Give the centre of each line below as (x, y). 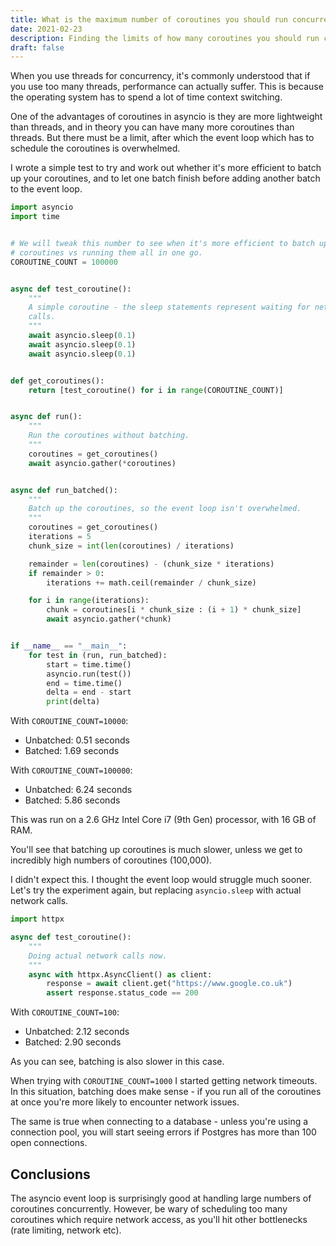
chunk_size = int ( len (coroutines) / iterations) (131, 546)
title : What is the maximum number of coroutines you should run (149, 19)
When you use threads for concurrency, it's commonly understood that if (160, 76)
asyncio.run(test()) (89, 674)
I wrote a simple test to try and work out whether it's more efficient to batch (166, 168)
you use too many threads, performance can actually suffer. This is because (167, 87)
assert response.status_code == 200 (122, 993)
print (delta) (73, 702)
